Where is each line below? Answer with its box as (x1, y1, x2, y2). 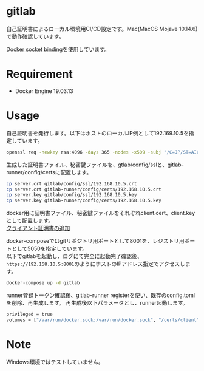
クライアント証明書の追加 (6, 225, 70, 232)
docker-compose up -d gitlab (6, 280, 80, 286)
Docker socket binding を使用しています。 (6, 46, 110, 53)
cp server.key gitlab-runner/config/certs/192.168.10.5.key (6, 197, 162, 204)
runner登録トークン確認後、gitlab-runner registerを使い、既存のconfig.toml (6, 291, 195, 299)
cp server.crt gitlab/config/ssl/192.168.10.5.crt (6, 180, 137, 186)
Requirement (6, 67, 73, 81)
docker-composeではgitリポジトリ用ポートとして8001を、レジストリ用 (6, 237, 185, 245)
